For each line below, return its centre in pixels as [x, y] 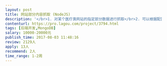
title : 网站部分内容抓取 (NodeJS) [38, 14]
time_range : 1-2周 [24, 56]
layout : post [19, 10]
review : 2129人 [20, 42]
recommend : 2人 [20, 51]
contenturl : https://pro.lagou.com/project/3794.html [62, 24]
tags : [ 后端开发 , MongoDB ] [31, 28]
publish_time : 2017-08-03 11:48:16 [42, 38]
